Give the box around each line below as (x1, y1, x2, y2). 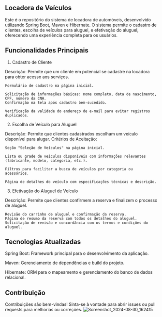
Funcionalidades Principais (5, 46, 88, 55)
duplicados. (5, 113, 29, 118)
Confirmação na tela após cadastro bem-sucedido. (5, 100, 107, 105)
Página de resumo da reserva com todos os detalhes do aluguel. (5, 216, 137, 221)
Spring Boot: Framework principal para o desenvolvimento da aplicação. (5, 250, 149, 256)
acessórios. (5, 171, 29, 176)
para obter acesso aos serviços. (5, 74, 69, 80)
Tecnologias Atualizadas (5, 238, 81, 246)
